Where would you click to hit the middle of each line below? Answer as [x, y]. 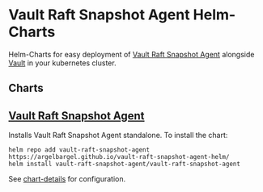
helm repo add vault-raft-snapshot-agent [79, 150]
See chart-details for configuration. [67, 179]
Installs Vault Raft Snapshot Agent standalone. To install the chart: [118, 136]
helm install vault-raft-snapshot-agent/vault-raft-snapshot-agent [125, 164]
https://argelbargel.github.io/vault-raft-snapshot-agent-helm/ [119, 157]
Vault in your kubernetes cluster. [62, 63]
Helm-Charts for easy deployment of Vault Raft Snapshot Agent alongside [131, 54]
